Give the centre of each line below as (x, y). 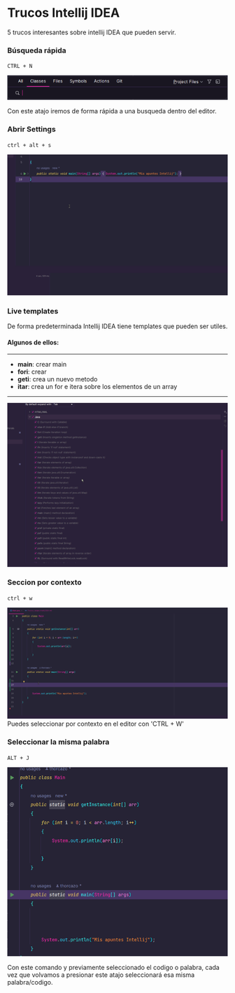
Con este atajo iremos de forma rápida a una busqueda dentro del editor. (112, 111)
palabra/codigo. (30, 983)
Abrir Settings (31, 129)
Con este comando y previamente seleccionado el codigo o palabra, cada (114, 968)
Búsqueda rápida (37, 50)
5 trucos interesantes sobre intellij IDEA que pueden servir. (92, 32)
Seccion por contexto (44, 582)
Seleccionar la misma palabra (58, 742)
